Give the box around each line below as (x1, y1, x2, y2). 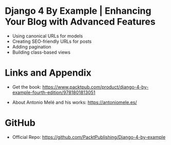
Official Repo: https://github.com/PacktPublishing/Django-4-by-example (12, 134, 166, 140)
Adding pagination (12, 43, 52, 50)
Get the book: (12, 84, 42, 90)
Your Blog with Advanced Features (5, 16, 156, 28)
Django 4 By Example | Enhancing (5, 5, 151, 17)
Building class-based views (12, 49, 70, 55)
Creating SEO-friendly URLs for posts (12, 38, 92, 44)
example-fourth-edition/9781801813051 (12, 89, 96, 95)
